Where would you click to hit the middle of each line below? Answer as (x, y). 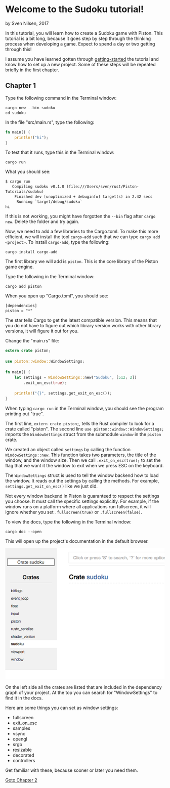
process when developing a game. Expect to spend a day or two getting (80, 43)
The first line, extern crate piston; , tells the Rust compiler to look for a (80, 424)
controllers (24, 761)
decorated (23, 755)
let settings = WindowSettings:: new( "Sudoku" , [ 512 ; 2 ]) (76, 377)
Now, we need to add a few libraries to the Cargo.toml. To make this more (82, 232)
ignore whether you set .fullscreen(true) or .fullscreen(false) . (74, 512)
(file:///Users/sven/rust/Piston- (103, 187)
